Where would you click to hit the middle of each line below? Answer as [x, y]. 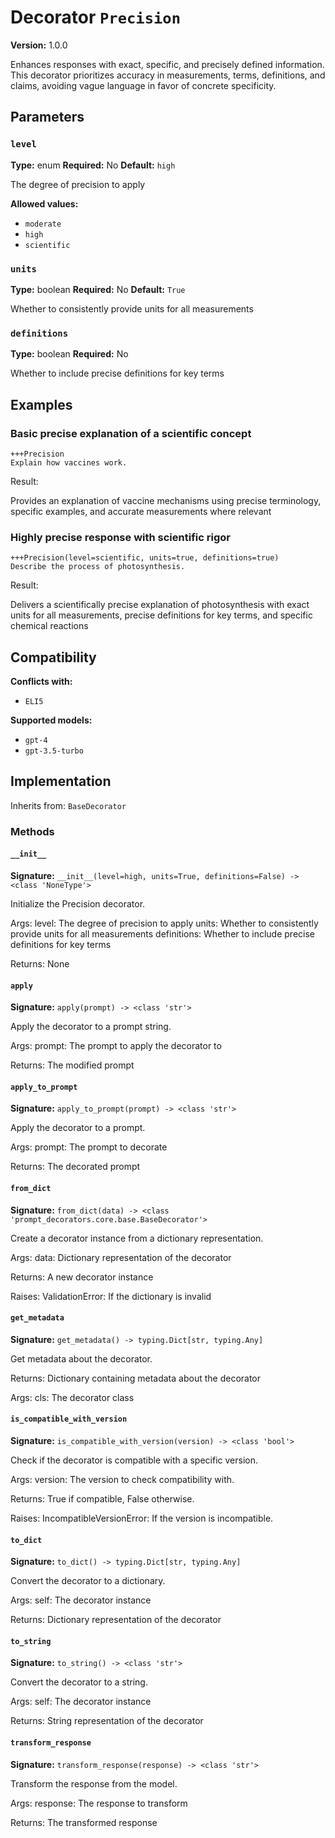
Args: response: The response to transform [99, 1803]
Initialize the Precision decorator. [78, 903]
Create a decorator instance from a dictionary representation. [137, 1238]
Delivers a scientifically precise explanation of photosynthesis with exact [160, 605]
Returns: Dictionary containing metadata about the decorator [136, 1378]
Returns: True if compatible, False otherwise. [102, 1498]
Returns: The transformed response [84, 1822]
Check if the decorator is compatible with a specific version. [134, 1460]
